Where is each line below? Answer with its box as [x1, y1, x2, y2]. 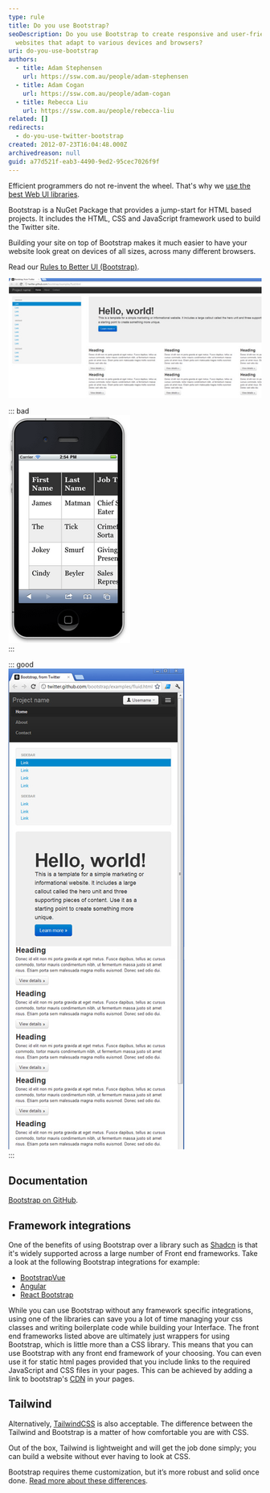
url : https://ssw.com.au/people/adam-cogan [22, 89, 171, 98]
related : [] [8, 115, 48, 123]
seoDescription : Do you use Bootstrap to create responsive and [8, 30, 228, 38]
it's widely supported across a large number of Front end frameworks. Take [8, 1249, 259, 1258]
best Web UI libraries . [8, 189, 80, 199]
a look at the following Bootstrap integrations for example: [8, 1258, 200, 1267]
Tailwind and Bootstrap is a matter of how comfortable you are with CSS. [8, 1427, 249, 1437]
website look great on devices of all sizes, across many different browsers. [8, 246, 256, 256]
